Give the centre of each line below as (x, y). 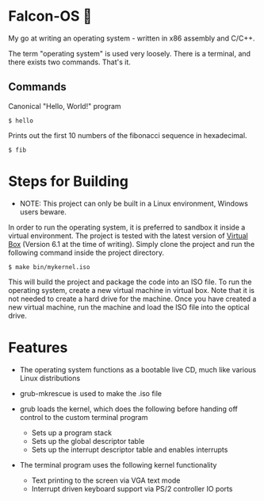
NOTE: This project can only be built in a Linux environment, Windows (134, 203)
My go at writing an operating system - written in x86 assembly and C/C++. (132, 38)
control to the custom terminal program (84, 417)
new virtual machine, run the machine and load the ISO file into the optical (129, 307)
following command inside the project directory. (86, 252)
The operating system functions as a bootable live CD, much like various (138, 369)
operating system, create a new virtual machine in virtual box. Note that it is (132, 290)
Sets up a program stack (72, 433)
